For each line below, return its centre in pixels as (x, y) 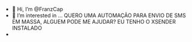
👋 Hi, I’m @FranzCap (37, 9)
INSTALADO (27, 28)
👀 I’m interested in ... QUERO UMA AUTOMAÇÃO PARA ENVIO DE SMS (99, 15)
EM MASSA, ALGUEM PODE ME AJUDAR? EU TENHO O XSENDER (94, 22)
